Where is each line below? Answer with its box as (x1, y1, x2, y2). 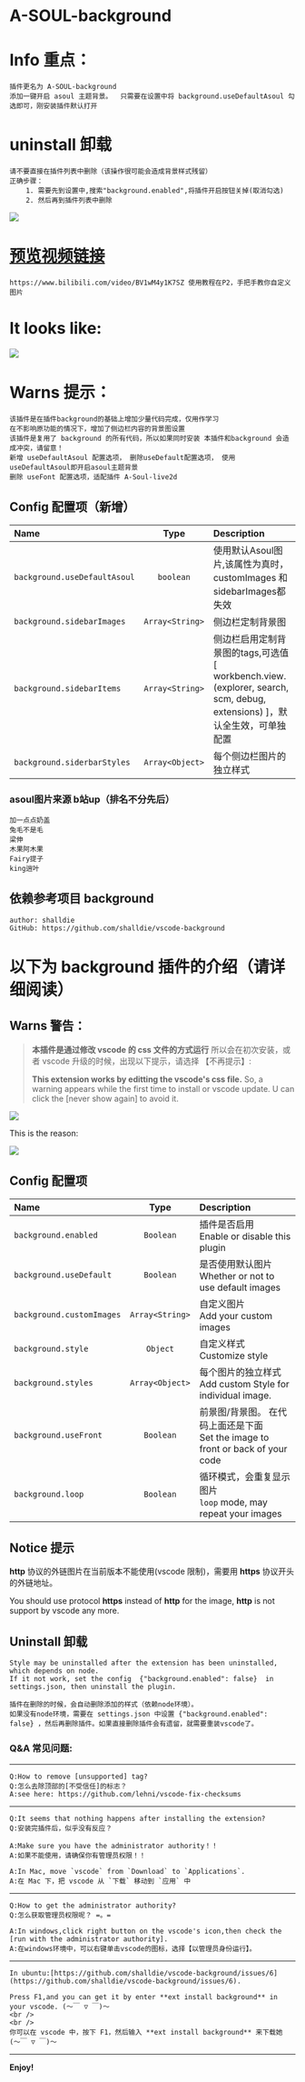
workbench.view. (212, 669, 287, 682)
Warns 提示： (9, 383, 112, 403)
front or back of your (199, 1442, 288, 1455)
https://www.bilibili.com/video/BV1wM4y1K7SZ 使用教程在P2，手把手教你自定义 (9, 278, 291, 287)
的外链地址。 (9, 1577, 57, 1588)
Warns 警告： (9, 1018, 86, 1034)
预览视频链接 (9, 246, 106, 266)
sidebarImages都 (212, 585, 286, 597)
